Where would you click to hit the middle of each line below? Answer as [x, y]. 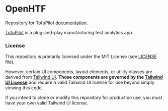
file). [10, 62]
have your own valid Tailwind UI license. [47, 103]
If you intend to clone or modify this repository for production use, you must [84, 98]
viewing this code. [24, 88]
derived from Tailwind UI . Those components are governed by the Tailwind [84, 77]
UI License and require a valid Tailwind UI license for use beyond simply [80, 82]
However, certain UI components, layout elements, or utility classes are [79, 72]
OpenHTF [26, 9]
